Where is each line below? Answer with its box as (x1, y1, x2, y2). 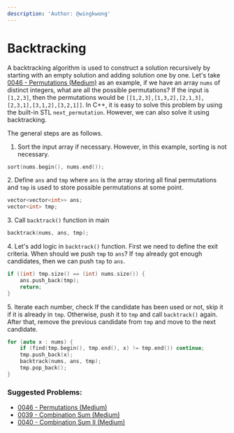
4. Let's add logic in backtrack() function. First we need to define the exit (7, 242, 219, 251)
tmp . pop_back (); (20, 365, 68, 372)
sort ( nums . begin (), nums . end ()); (7, 163, 105, 170)
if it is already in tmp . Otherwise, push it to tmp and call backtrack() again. (7, 310, 218, 318)
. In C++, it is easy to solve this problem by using (82, 101, 223, 109)
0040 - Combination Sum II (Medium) (17, 418, 126, 427)
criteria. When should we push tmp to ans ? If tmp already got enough (7, 249, 203, 258)
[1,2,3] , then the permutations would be (7, 93, 125, 101)
